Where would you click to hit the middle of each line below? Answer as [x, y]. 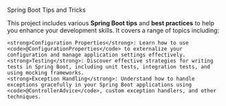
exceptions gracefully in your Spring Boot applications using [100, 85]
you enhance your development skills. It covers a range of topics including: [113, 30]
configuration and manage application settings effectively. [97, 55]
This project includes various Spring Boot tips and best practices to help [111, 23]
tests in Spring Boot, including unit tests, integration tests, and [109, 67]
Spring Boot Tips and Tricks [46, 10]
